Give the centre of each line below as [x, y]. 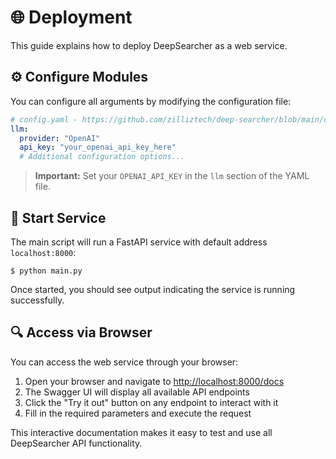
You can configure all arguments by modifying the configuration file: [151, 101]
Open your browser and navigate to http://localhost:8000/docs [154, 381]
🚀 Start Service [58, 217]
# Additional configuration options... [102, 157]
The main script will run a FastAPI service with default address [139, 242]
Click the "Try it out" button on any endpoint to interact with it [151, 402]
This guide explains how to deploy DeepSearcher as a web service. [149, 45]
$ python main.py [46, 271]
